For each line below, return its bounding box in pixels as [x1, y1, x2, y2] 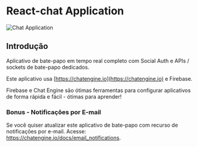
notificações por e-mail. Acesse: [6, 128, 87, 135]
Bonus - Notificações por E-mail [6, 108, 102, 116]
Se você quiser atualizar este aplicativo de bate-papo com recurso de [6, 121, 178, 129]
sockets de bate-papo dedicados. [6, 63, 90, 71]
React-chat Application [6, 4, 124, 18]
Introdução [6, 41, 48, 51]
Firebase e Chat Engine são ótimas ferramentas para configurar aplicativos [6, 87, 191, 94]
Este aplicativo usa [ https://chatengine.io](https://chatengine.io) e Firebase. [6, 75, 193, 82]
